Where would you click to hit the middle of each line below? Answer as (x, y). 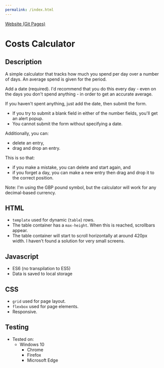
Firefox (34, 355)
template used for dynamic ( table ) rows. (53, 220)
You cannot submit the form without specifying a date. (67, 124)
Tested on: (23, 339)
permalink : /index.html (30, 10)
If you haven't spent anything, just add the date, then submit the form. (76, 103)
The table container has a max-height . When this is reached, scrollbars (83, 225)
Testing (17, 327)
